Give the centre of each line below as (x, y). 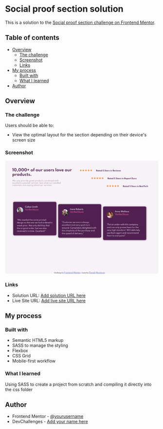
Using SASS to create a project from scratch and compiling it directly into (78, 384)
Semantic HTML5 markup (38, 340)
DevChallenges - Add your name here (50, 422)
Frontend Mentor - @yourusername (48, 416)
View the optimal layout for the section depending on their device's (79, 135)
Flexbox (20, 351)
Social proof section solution (64, 9)
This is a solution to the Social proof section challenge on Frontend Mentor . (80, 22)
